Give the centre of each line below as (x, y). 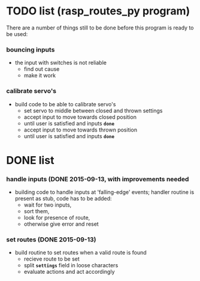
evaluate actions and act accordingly (69, 272)
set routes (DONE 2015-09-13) (51, 240)
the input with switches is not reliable (60, 63)
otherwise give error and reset (61, 224)
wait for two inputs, (48, 205)
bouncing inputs (31, 49)
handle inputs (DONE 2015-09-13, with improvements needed (98, 179)
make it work (40, 76)
